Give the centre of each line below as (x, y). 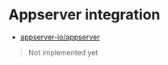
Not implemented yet (63, 52)
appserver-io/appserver (60, 37)
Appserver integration (84, 15)
